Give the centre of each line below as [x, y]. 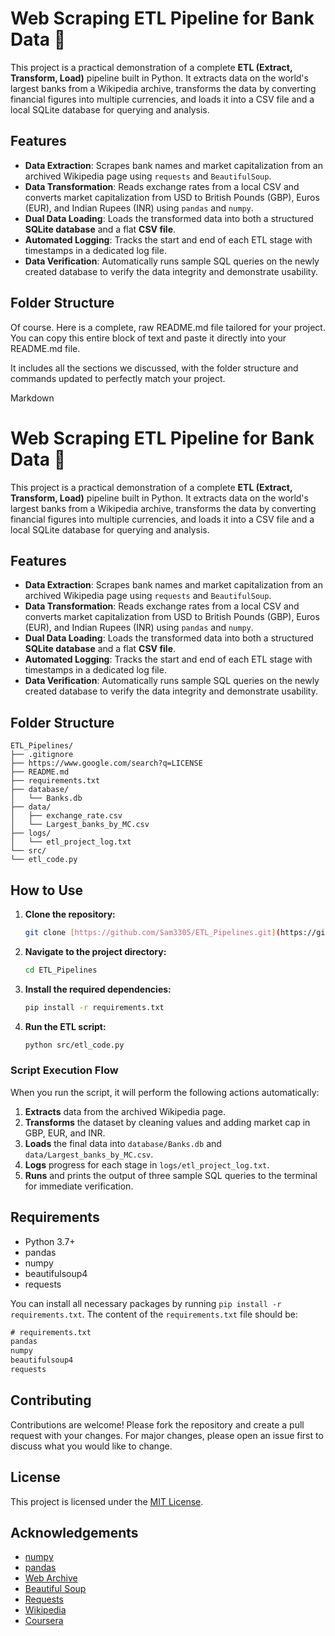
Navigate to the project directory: [95, 951]
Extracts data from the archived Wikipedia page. [125, 1111]
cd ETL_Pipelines [61, 970]
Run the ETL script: [65, 1026]
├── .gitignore [42, 755]
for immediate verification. [79, 1186]
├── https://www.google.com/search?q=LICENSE [106, 763]
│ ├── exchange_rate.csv [66, 816]
